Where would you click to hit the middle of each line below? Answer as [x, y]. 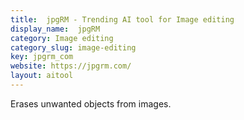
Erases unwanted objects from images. [91, 103]
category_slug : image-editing [73, 47]
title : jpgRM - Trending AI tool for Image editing [122, 19]
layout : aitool [42, 76]
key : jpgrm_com [42, 57]
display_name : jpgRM [55, 29]
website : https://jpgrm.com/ [71, 66]
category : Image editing [62, 38]
